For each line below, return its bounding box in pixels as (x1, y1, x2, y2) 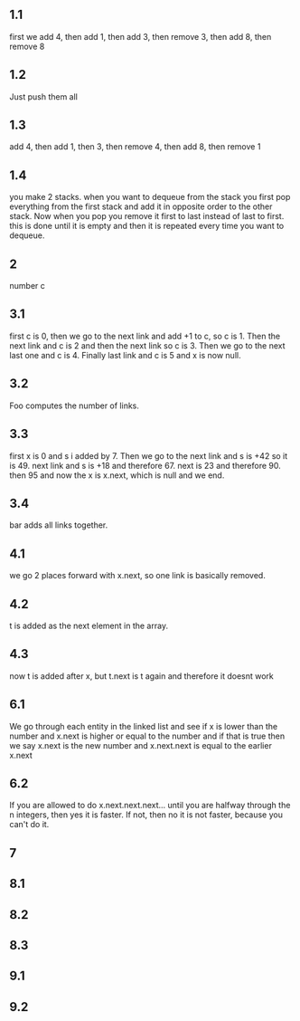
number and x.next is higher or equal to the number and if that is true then (9, 730, 286, 741)
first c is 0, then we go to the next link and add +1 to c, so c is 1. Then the (9, 330, 281, 341)
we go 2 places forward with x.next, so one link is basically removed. (9, 570, 267, 581)
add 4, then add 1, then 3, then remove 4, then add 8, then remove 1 (9, 141, 261, 152)
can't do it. (9, 819, 50, 830)
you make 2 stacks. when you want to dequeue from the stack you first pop (9, 192, 291, 203)
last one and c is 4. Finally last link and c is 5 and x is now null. (9, 349, 241, 360)
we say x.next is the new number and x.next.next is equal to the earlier (9, 740, 273, 750)
